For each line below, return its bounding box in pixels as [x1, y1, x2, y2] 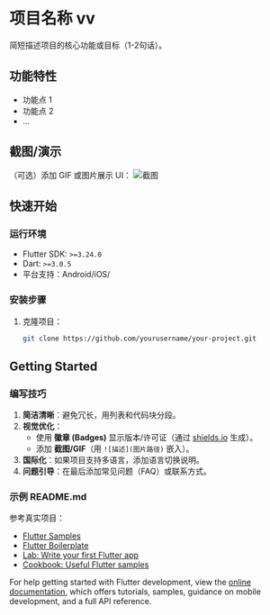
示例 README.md [9, 491, 87, 503]
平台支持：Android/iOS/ [22, 269, 111, 280]
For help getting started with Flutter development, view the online [9, 577, 252, 588]
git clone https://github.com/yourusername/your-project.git [22, 334, 257, 343]
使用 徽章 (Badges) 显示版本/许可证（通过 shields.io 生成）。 [35, 432, 258, 443]
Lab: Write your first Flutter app [22, 550, 139, 561]
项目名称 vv [9, 8, 96, 29]
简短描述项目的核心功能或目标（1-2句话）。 [9, 40, 167, 50]
